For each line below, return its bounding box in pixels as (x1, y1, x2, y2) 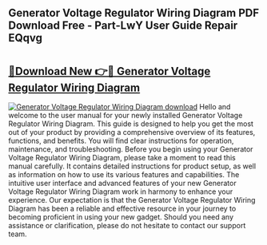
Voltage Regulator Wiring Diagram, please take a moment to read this (8, 153, 236, 162)
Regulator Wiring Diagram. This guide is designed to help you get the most (8, 119, 254, 128)
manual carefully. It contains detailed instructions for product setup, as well (8, 161, 257, 171)
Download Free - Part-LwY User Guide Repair (8, 19, 238, 33)
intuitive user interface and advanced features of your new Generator (8, 179, 237, 188)
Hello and (199, 102, 231, 111)
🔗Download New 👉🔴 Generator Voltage (8, 64, 211, 78)
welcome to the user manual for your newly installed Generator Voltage (8, 111, 243, 120)
